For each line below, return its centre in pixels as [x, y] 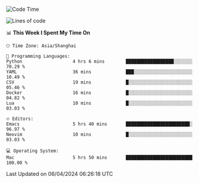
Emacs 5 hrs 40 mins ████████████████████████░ [99, 124]
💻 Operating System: [33, 151]
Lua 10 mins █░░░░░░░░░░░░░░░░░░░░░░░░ [99, 103]
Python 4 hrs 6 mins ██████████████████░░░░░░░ [99, 61]
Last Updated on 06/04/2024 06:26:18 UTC [60, 174]
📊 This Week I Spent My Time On [48, 32]
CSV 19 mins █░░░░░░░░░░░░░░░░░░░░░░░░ [99, 82]
